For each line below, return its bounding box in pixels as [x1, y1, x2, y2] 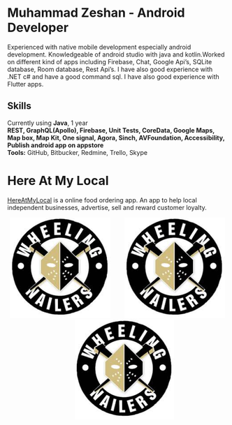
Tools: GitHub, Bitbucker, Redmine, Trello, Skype [7, 148, 148, 156]
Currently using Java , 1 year [7, 119, 89, 127]
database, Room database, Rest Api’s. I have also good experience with [7, 65, 213, 73]
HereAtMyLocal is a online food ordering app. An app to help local [7, 195, 197, 204]
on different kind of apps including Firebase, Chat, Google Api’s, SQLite [7, 57, 212, 66]
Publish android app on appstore [7, 141, 104, 149]
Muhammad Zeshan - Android [7, 5, 185, 21]
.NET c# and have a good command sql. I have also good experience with [7, 72, 220, 81]
